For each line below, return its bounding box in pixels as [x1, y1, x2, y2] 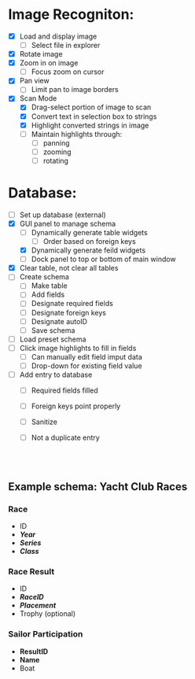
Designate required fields [31, 299, 114, 308]
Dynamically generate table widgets [31, 227, 148, 237]
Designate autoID [31, 316, 88, 326]
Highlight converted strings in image [31, 120, 149, 130]
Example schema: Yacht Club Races [8, 480, 188, 493]
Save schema [31, 325, 75, 335]
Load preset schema [19, 334, 86, 344]
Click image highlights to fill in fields [19, 343, 137, 352]
